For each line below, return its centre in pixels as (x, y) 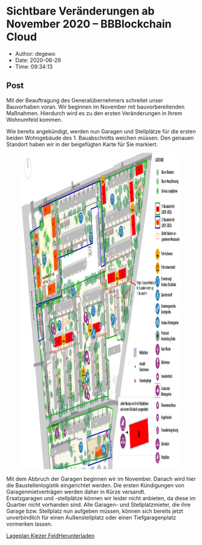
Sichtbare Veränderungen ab (80, 11)
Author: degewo (35, 53)
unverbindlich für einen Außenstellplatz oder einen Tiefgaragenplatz (91, 517)
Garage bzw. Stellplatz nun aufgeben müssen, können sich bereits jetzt (95, 511)
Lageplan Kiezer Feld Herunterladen (50, 535)
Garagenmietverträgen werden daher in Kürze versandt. (76, 492)
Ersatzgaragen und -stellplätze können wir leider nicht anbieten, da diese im (101, 498)
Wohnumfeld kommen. (34, 119)
